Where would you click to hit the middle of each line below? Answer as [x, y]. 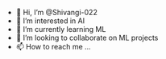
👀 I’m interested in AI [50, 21]
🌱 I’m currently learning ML [61, 29]
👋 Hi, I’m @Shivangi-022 [57, 12]
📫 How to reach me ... [53, 47]
